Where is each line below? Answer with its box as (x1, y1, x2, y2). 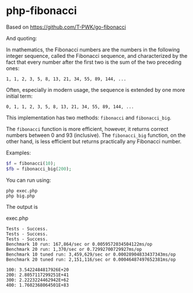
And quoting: (6, 35, 37, 42)
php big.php (6, 193, 35, 199)
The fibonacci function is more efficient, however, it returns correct (6, 125, 169, 132)
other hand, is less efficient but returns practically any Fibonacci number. (6, 137, 182, 144)
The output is (6, 203, 38, 210)
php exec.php (6, 188, 38, 194)
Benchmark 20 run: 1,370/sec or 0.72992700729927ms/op (6, 246, 142, 252)
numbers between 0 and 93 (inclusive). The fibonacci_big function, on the (6, 132, 186, 139)
